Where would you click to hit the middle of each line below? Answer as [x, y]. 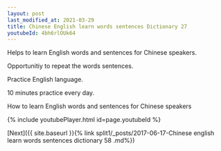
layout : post [26, 14]
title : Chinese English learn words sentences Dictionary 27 [97, 26]
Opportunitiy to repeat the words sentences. [70, 66]
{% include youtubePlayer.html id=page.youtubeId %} [84, 120]
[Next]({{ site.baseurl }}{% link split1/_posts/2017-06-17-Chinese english [111, 133]
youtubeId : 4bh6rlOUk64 [42, 33]
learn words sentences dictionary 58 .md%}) [71, 141]
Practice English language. [45, 80]
